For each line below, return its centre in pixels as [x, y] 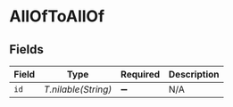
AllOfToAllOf [57, 16]
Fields [27, 49]
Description [194, 74]
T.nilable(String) [78, 89]
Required [140, 74]
